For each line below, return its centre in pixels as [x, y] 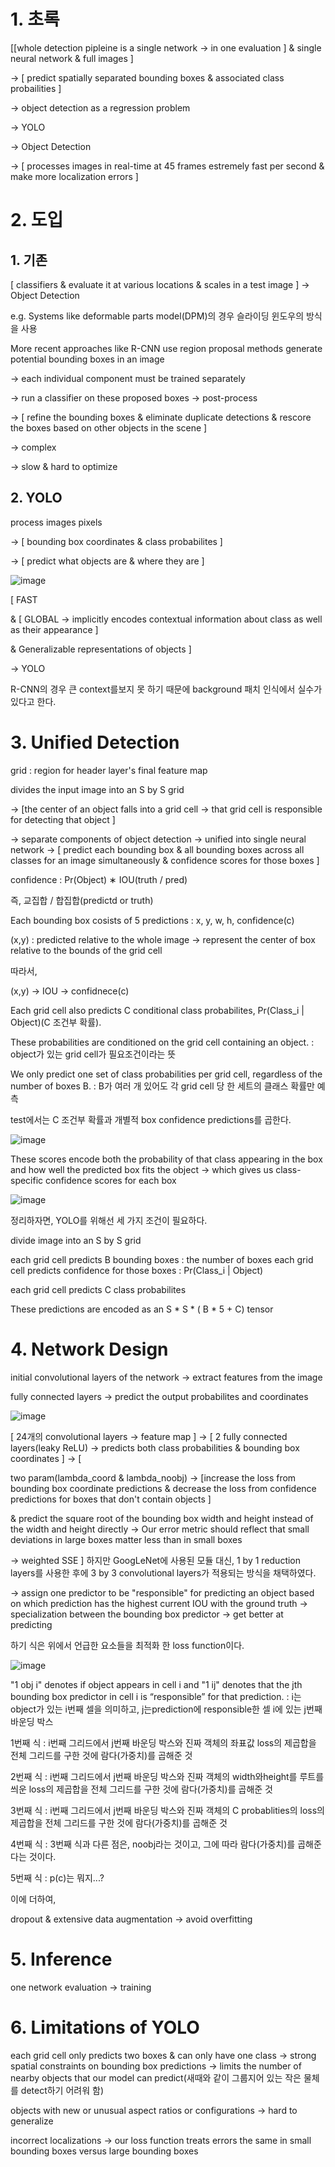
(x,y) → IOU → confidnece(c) [70, 991]
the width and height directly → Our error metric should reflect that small [160, 1529]
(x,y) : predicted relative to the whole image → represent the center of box [163, 939]
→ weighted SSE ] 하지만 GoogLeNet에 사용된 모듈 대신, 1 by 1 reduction [156, 1560]
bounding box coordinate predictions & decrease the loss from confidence [163, 1488]
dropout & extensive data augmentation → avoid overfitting [131, 1919]
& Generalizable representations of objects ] [101, 649]
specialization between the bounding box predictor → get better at [147, 1614]
